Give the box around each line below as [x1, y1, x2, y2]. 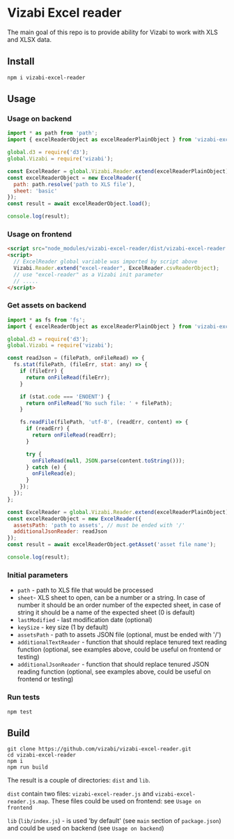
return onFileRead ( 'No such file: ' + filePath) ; [25, 400, 173, 407]
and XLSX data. [7, 35, 52, 43]
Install [7, 56, 35, 68]
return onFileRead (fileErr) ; [25, 374, 111, 381]
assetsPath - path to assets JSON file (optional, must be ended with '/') [17, 630, 221, 639]
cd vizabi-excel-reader [7, 752, 77, 759]
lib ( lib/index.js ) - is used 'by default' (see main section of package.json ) [7, 817, 221, 825]
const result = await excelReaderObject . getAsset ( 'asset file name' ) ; [7, 541, 217, 548]
